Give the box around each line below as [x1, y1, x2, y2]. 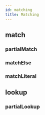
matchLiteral [5, 72, 36, 79]
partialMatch [5, 46, 37, 53]
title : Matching [5, 12, 39, 17]
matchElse [5, 59, 31, 66]
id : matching [5, 7, 32, 13]
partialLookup [5, 103, 40, 110]
